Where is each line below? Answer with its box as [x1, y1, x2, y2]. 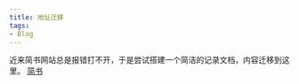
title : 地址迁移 [9, 12, 64, 22]
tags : [9, 21, 29, 30]
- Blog [9, 29, 34, 38]
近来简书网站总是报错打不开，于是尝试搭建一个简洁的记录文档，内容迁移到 [9, 55, 282, 65]
